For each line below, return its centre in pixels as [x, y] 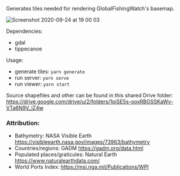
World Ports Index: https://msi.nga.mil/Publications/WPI [81, 167]
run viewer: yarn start [42, 84]
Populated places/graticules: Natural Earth [66, 154]
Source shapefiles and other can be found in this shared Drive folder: [89, 95]
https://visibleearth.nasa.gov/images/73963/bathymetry [82, 142]
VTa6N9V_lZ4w [25, 108]
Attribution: [23, 123]
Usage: [15, 60]
